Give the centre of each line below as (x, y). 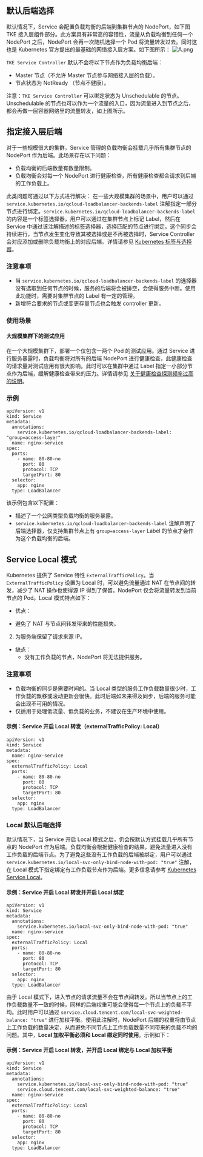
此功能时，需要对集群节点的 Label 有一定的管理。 (76, 295)
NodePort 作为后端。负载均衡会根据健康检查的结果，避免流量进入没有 (105, 847)
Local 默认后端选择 (34, 825)
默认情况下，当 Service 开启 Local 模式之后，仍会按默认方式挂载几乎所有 (97, 839)
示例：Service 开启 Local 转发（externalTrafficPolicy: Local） (85, 726)
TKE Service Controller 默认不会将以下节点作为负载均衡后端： (85, 62)
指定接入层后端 (34, 132)
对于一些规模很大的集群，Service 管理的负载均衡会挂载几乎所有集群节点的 (99, 147)
